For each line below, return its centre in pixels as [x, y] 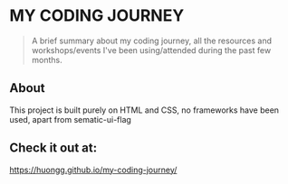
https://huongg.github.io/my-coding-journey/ [93, 170]
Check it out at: [53, 148]
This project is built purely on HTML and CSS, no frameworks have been [144, 110]
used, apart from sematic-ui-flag [70, 119]
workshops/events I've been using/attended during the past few [151, 50]
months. [47, 60]
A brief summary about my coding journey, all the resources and [152, 41]
